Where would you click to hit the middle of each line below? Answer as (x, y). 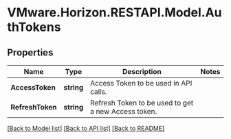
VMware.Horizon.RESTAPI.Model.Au (114, 13)
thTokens (34, 27)
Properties (30, 52)
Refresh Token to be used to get (142, 103)
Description (142, 72)
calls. (99, 92)
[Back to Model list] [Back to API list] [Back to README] (86, 128)
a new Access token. (124, 111)
